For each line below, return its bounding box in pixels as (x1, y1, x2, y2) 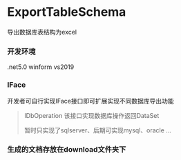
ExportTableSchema (7, 4, 126, 20)
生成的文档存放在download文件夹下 (7, 145, 126, 154)
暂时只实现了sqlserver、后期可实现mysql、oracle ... (23, 126, 171, 134)
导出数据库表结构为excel (7, 28, 77, 36)
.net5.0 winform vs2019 (7, 63, 75, 71)
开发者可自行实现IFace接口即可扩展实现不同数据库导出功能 (7, 97, 174, 105)
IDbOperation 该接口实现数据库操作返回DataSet (23, 111, 160, 119)
